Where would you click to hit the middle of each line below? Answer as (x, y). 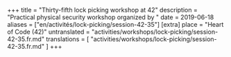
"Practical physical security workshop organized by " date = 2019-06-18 (111, 17)
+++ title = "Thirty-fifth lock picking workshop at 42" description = (102, 10)
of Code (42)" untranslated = (49, 32)
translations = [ (68, 39)
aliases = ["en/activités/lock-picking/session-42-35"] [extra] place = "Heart (115, 24)
